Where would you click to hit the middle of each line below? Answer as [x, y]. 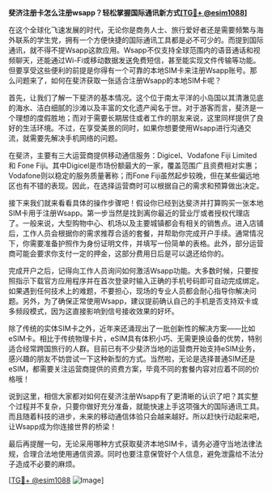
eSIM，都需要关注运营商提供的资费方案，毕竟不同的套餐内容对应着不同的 [130, 369]
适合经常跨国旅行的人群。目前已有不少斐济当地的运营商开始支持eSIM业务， [134, 348]
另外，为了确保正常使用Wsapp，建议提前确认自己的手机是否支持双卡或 [140, 301]
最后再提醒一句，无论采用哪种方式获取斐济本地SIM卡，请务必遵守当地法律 [132, 444]
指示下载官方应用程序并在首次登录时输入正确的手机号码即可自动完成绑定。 [139, 281]
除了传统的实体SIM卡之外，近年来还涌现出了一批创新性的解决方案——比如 [132, 328]
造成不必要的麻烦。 [47, 464]
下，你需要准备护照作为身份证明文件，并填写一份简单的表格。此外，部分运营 [136, 243]
